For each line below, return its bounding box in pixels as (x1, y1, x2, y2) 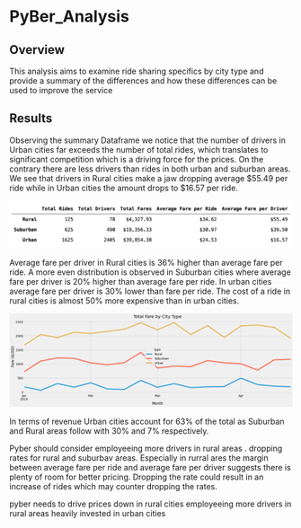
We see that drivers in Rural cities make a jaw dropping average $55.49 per (9, 172, 288, 183)
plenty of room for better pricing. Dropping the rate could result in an (9, 471, 264, 482)
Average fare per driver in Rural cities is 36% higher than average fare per (9, 257, 283, 268)
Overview (9, 42, 66, 57)
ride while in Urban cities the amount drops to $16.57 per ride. (9, 182, 238, 193)
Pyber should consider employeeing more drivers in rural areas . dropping (9, 443, 283, 454)
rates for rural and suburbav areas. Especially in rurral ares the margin (9, 453, 269, 463)
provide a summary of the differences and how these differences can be (9, 75, 278, 86)
